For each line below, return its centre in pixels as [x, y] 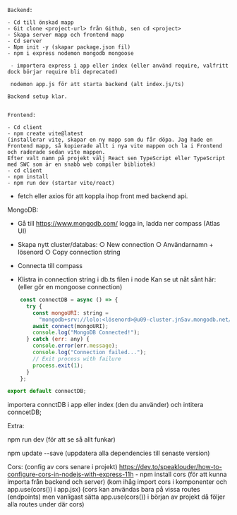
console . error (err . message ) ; [75, 346]
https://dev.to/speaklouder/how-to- [170, 467]
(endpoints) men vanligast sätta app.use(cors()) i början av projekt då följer [116, 497]
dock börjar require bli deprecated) [63, 72]
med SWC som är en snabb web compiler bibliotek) [82, 164]
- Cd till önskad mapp [41, 23]
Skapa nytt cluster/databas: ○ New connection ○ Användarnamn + [115, 244]
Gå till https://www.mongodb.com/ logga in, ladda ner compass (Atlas [119, 223]
